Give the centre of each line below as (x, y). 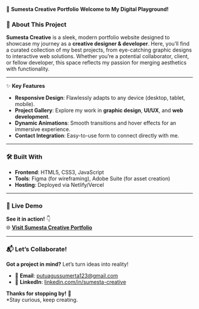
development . (32, 117)
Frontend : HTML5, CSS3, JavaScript (59, 172)
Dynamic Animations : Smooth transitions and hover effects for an (95, 123)
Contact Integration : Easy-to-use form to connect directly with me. (97, 136)
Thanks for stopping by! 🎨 (39, 294)
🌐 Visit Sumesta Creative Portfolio (49, 227)
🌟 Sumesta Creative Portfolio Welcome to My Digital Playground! (87, 9)
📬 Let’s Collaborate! (36, 249)
